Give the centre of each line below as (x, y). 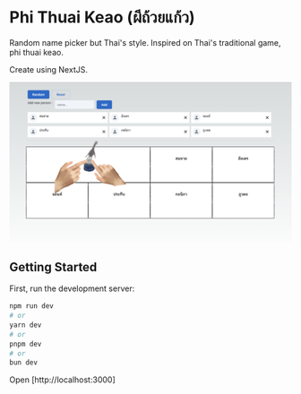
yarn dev (26, 325)
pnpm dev (26, 344)
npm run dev (31, 306)
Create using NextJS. (48, 69)
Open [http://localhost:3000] (62, 380)
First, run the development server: (72, 288)
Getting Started (53, 267)
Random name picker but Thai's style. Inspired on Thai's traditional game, (145, 42)
